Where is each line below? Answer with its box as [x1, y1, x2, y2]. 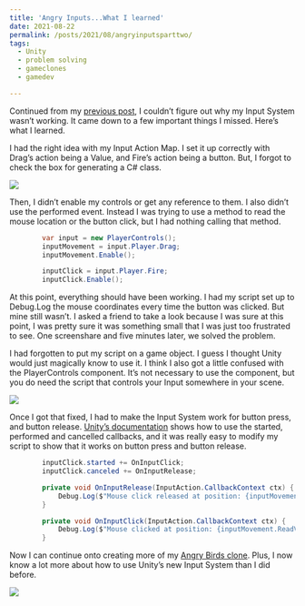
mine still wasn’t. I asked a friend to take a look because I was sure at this [9, 311, 284, 322]
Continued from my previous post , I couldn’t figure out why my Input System [9, 106, 295, 116]
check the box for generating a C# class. [9, 161, 162, 173]
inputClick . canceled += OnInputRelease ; [42, 467, 197, 476]
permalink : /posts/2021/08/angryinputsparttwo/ [9, 30, 193, 39]
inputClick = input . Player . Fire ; [42, 267, 169, 276]
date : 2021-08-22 [9, 22, 75, 31]
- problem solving [17, 56, 88, 65]
